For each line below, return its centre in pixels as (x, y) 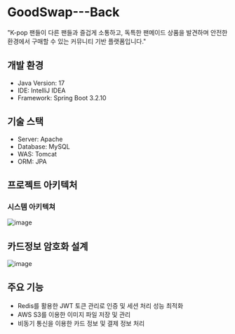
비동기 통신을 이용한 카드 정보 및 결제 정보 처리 (81, 323)
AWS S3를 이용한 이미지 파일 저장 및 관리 (74, 314)
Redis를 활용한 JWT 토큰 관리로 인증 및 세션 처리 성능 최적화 (100, 305)
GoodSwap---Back (63, 12)
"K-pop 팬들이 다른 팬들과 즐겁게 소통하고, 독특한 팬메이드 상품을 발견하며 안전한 (117, 32)
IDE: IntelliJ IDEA (41, 90)
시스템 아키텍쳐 (32, 206)
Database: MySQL (43, 146)
